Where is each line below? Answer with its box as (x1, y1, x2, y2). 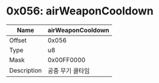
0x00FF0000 (47, 55, 86, 64)
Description (9, 66, 42, 75)
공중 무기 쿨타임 (47, 66, 90, 75)
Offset (9, 36, 27, 45)
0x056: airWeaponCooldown (6, 4, 154, 18)
